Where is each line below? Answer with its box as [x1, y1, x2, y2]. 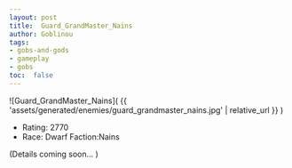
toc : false [9, 71, 53, 80]
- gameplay [9, 54, 50, 63]
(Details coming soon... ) [9, 148, 99, 159]
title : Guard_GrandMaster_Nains [9, 21, 133, 30]
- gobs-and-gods [9, 46, 69, 55]
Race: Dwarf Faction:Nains [21, 131, 120, 142]
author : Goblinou [9, 29, 74, 38]
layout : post [9, 12, 58, 22]
